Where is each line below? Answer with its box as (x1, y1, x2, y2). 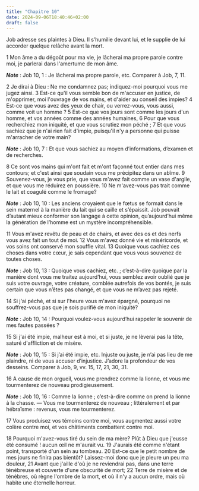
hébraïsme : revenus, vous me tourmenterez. (6, 405, 116, 413)
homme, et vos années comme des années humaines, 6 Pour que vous (6, 115, 180, 122)
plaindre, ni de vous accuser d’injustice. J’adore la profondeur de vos (6, 357, 175, 364)
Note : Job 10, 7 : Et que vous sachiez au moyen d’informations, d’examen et (6, 145, 193, 152)
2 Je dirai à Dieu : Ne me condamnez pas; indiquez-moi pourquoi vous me (6, 83, 188, 90)
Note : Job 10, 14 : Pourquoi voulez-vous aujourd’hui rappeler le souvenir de (6, 316, 192, 323)
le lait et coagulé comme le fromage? (6, 188, 97, 196)
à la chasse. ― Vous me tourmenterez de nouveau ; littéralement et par (6, 399, 180, 407)
